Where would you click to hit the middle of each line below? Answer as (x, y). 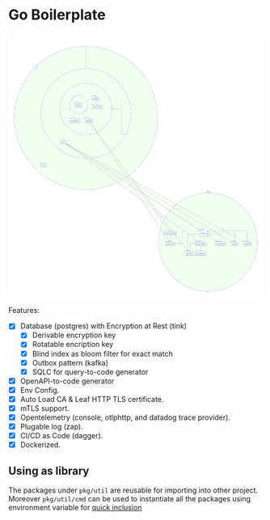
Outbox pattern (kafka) (70, 362)
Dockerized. (40, 445)
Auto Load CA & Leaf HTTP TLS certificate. (92, 399)
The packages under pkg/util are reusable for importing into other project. (133, 490)
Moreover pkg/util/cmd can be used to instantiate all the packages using (130, 499)
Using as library (49, 471)
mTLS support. (45, 408)
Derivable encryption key (74, 335)
